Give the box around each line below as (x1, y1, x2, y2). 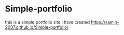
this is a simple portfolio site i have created (5, 19, 90, 25)
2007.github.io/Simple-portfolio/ (5, 24, 69, 30)
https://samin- (91, 19, 119, 25)
